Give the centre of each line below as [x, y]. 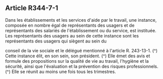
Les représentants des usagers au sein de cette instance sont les [72, 36]
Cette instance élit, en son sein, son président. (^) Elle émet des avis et [78, 56]
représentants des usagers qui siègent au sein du [56, 41]
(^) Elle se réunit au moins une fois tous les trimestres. [61, 72]
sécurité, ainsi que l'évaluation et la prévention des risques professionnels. [82, 66]
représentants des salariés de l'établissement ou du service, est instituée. [81, 30]
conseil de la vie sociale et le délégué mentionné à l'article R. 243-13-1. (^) [81, 50]
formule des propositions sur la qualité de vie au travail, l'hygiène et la [77, 61]
